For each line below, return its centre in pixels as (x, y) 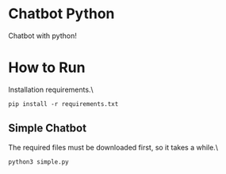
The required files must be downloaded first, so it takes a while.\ (113, 147)
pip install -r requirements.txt (63, 104)
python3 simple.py (38, 162)
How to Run (47, 68)
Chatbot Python (61, 14)
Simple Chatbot (48, 129)
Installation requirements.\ (51, 89)
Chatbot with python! (42, 36)
